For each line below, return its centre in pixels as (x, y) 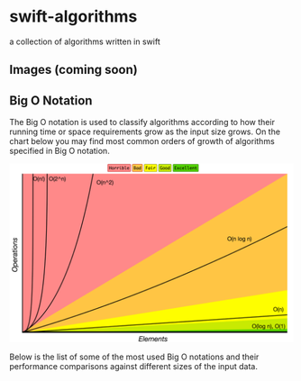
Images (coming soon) (73, 70)
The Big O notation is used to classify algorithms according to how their (142, 122)
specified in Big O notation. (59, 151)
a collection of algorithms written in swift (85, 41)
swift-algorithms (73, 17)
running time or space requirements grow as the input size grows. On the (145, 132)
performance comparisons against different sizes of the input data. (134, 367)
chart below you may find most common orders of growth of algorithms (142, 141)
